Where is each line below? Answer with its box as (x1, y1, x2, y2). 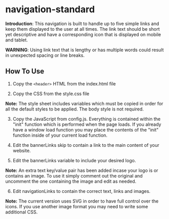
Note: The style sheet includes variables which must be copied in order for (5, 100, 163, 106)
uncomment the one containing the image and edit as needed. (5, 178, 137, 184)
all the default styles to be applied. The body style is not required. (5, 106, 144, 112)
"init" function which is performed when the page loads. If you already (12, 121, 161, 127)
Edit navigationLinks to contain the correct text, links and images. (12, 188, 151, 194)
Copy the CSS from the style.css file (12, 91, 90, 97)
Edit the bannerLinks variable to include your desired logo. (12, 157, 136, 163)
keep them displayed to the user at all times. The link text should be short (5, 26, 160, 32)
